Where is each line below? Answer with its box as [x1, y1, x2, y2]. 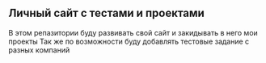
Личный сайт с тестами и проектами [8, 6, 205, 20]
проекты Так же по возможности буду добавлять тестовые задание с [8, 36, 250, 46]
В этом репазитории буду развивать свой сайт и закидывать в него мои [8, 27, 259, 37]
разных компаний [8, 44, 70, 55]
